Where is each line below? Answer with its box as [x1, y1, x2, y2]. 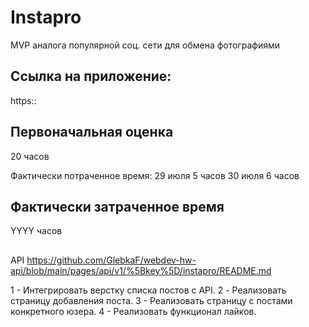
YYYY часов [10, 225, 63, 237]
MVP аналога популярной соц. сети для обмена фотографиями [10, 39, 280, 51]
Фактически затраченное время [10, 198, 225, 215]
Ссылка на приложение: [10, 68, 172, 85]
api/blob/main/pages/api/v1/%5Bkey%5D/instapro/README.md [10, 264, 272, 276]
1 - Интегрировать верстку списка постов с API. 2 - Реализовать [10, 284, 287, 296]
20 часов [10, 150, 50, 162]
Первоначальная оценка [10, 124, 174, 141]
